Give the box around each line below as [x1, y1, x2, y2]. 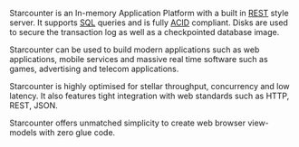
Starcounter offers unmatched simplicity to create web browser [9, 117, 246, 128]
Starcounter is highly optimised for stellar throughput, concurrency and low [9, 81, 290, 91]
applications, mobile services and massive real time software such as [9, 54, 269, 64]
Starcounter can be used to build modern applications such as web [9, 44, 260, 55]
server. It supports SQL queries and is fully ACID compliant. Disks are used [9, 17, 288, 28]
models [9, 127, 38, 138]
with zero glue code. [39, 127, 116, 138]
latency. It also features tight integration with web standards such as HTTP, [9, 90, 290, 101]
